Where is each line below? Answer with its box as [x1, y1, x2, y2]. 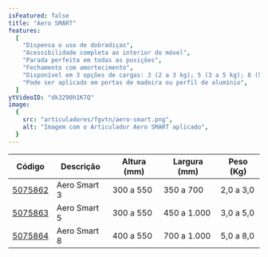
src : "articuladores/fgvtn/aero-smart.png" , [22, 116, 173, 124]
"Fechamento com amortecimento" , [22, 64, 134, 72]
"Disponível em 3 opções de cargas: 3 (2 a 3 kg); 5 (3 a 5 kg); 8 [22, 71, 251, 79]
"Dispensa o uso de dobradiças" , [22, 42, 134, 49]
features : [8, 26, 41, 34]
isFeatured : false [8, 11, 69, 20]
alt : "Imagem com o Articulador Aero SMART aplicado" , [22, 123, 209, 131]
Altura [122, 156, 146, 167]
